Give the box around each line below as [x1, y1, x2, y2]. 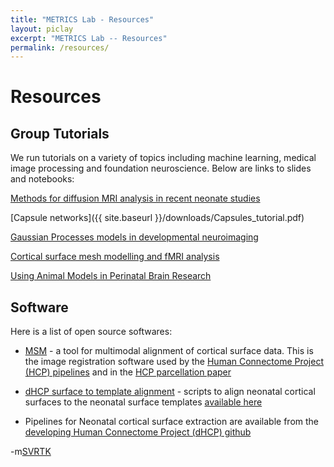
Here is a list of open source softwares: [10, 326, 173, 338]
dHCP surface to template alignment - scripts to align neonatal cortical [24, 386, 316, 398]
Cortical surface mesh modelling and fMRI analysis [10, 251, 220, 263]
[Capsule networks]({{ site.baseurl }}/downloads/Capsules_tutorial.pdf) [10, 212, 305, 224]
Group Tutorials [10, 125, 110, 142]
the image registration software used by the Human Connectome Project [24, 356, 324, 368]
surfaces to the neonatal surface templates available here [24, 396, 263, 408]
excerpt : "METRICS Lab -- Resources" [10, 33, 168, 43]
